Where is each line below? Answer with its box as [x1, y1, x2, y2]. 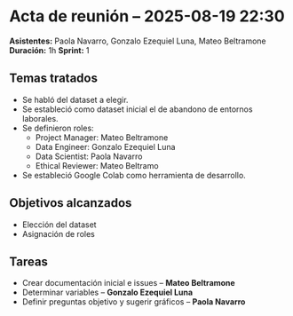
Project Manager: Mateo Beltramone [35, 131, 169, 143]
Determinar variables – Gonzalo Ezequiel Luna [21, 287, 194, 298]
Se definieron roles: [21, 122, 95, 133]
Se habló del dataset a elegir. [21, 94, 129, 105]
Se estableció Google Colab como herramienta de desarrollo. [21, 170, 246, 180]
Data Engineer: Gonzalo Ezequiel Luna [35, 141, 176, 152]
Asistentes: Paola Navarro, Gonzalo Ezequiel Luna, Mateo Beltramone [9, 36, 266, 46]
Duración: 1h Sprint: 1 [9, 44, 91, 55]
